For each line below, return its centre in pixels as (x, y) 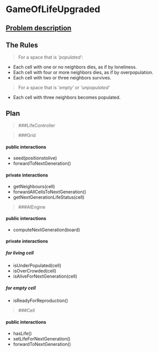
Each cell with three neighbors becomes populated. (67, 98)
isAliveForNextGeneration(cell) (45, 276)
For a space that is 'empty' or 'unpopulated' (64, 87)
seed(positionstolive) (35, 158)
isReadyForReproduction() (41, 301)
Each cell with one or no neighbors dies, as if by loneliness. (75, 67)
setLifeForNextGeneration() (42, 339)
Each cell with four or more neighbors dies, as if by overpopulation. (83, 72)
